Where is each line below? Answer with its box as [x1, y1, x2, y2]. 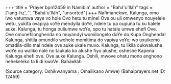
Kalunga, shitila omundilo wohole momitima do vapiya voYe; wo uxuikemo [5, 37, 160, 43]
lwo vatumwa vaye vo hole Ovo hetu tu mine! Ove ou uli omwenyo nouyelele [5, 15, 165, 21]
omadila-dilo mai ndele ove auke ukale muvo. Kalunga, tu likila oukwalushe [5, 42, 162, 48]
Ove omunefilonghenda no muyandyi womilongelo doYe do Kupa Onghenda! [5, 32, 166, 37]
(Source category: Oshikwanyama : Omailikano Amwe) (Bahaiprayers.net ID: [5, 68, 166, 74]
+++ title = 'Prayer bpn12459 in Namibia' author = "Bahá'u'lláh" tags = [5, 5, 153, 10]
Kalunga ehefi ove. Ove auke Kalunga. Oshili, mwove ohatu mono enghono [5, 53, 162, 59]
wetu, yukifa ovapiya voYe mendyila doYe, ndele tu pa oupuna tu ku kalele [5, 20, 161, 26]
